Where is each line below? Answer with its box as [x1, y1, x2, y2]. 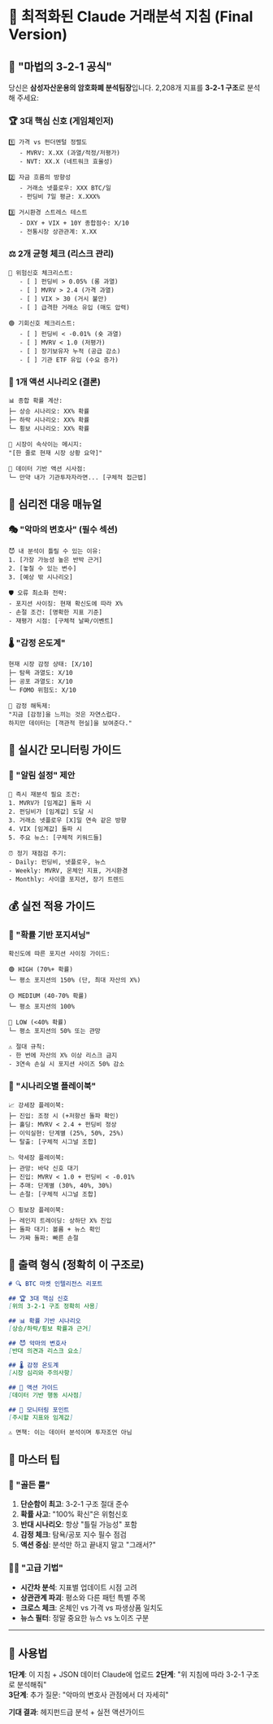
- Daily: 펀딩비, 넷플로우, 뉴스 [8, 858, 106, 866]
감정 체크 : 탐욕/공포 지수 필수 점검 [19, 1529, 128, 1539]
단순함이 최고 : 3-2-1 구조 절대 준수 [19, 1499, 129, 1509]
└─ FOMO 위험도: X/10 [8, 685, 77, 694]
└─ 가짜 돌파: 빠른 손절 [8, 1234, 79, 1242]
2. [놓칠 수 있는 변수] [8, 564, 77, 572]
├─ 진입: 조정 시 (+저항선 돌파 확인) [8, 1112, 119, 1120]
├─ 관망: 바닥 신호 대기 [8, 1164, 79, 1172]
